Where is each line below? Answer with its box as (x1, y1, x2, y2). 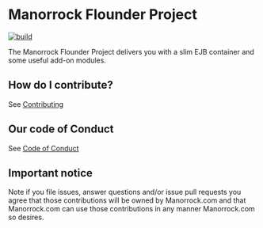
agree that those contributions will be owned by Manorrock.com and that (8, 196, 246, 205)
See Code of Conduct (8, 143, 79, 153)
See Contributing (8, 99, 64, 108)
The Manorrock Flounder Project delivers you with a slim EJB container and (8, 47, 255, 56)
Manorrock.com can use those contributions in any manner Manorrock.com (8, 204, 255, 214)
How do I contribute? (8, 78, 113, 92)
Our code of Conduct (8, 123, 114, 136)
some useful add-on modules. (8, 55, 107, 65)
